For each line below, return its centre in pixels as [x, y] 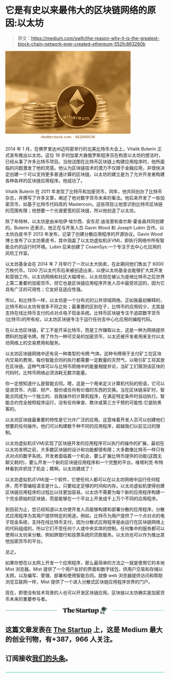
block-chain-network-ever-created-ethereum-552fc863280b [81, 44]
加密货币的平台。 [27, 541]
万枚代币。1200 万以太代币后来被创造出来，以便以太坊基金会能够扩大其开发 [84, 270]
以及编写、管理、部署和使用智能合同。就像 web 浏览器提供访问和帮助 [91, 575]
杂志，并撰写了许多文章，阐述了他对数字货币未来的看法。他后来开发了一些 [83, 198]
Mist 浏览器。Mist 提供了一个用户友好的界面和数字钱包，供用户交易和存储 [82, 569]
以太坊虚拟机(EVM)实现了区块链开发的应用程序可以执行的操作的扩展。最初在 [85, 443]
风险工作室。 [18, 253]
